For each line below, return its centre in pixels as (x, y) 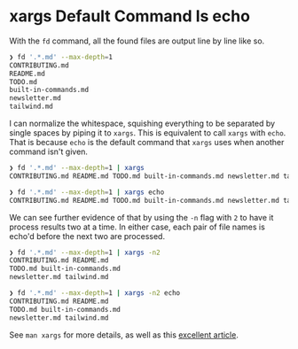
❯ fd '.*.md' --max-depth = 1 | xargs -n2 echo (94, 293)
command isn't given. (49, 151)
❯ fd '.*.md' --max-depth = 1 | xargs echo (87, 192)
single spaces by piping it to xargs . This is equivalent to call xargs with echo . (148, 133)
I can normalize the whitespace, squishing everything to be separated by (142, 124)
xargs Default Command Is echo (130, 16)
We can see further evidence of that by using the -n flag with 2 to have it (141, 217)
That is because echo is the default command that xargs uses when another (147, 143)
